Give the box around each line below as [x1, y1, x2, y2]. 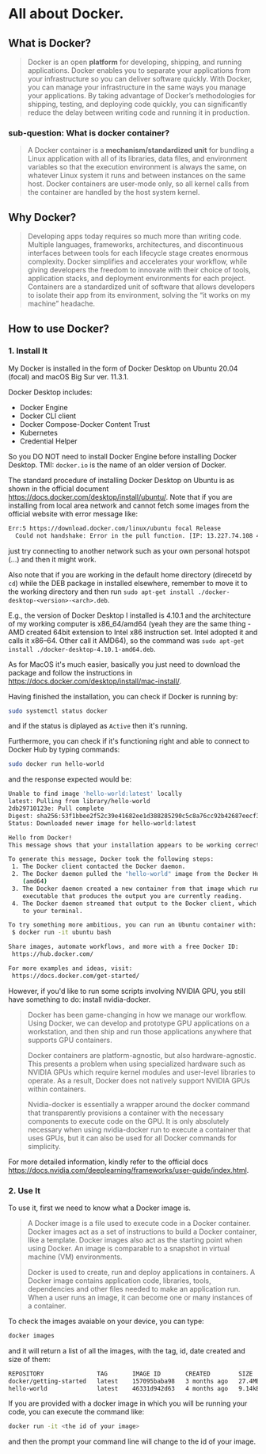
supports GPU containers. [27, 1035, 112, 1045]
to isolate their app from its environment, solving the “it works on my [27, 291, 251, 300]
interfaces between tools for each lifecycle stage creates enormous [27, 249, 249, 258]
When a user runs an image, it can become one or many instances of [27, 1292, 253, 1302]
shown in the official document [8, 484, 109, 493]
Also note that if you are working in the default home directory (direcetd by [8, 569, 253, 579]
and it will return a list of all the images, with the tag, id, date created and [8, 1346, 245, 1355]
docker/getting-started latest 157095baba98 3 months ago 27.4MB [8, 1377, 260, 1385]
